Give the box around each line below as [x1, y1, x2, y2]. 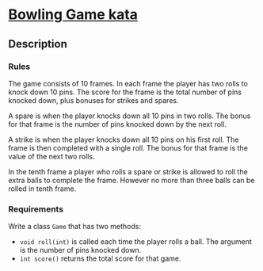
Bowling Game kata [8, 6, 139, 24]
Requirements [8, 204, 64, 215]
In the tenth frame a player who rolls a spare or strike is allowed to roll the [8, 166, 248, 176]
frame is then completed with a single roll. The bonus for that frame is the [8, 143, 248, 152]
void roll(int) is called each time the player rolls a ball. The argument [19, 237, 252, 246]
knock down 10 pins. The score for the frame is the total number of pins [8, 87, 242, 97]
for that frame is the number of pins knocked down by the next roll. [8, 119, 227, 128]
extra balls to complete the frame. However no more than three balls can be [8, 175, 255, 185]
